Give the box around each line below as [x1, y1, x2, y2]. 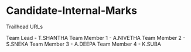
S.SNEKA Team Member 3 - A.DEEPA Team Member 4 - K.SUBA [6, 40, 161, 47]
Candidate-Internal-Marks [6, 4, 138, 17]
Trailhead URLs [6, 23, 43, 30]
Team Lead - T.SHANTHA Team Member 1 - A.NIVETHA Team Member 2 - [6, 34, 186, 41]
